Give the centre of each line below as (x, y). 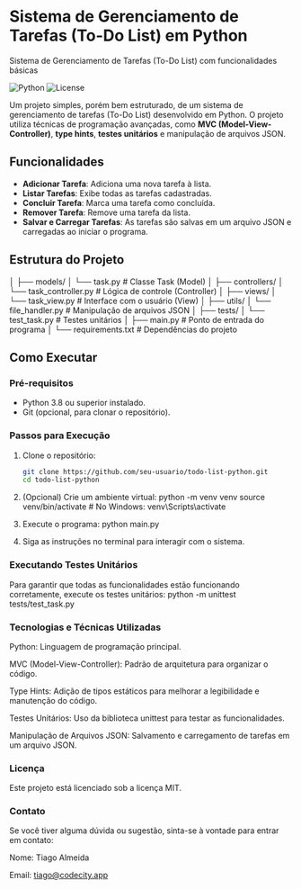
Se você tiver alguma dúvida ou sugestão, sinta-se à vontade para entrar (144, 831)
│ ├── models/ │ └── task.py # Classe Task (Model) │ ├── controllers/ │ (146, 282)
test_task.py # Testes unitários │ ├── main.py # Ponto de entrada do (137, 319)
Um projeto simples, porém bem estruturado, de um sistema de (127, 104)
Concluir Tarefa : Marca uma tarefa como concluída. (119, 202)
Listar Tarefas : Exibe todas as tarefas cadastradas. (117, 193)
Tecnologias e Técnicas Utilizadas (85, 627)
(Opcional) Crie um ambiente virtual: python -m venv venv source (144, 498)
